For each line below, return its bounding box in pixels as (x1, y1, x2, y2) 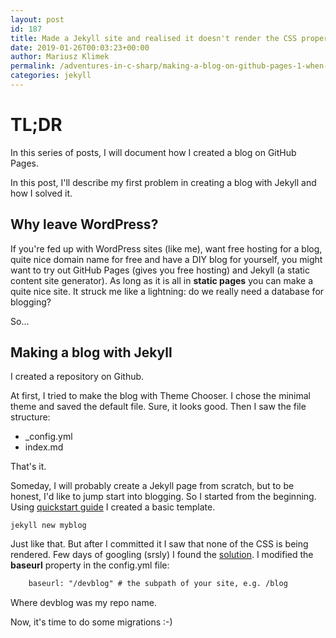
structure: (10, 411, 51, 423)
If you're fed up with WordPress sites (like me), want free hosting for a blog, (10, 242, 323, 255)
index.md (24, 441, 64, 453)
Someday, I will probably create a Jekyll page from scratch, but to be (10, 480, 295, 492)
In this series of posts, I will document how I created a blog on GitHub (10, 146, 297, 158)
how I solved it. (10, 187, 73, 199)
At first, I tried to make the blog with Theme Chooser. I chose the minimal (10, 390, 311, 402)
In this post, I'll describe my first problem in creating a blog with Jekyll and (10, 176, 317, 188)
